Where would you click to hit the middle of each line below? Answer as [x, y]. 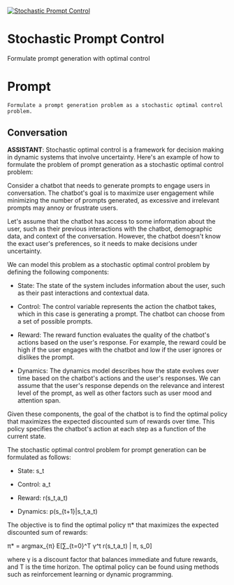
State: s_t [31, 470]
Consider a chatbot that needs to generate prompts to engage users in [109, 185]
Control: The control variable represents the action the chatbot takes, [117, 306]
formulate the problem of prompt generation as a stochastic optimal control [116, 164]
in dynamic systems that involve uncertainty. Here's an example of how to [114, 157]
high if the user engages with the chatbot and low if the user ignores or [119, 349]
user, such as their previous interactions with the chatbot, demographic [110, 229]
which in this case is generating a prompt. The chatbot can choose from [121, 314]
